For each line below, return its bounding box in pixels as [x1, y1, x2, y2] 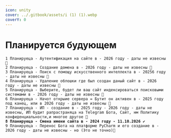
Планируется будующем [5, 39, 117, 51]
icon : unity [5, 7, 31, 13]
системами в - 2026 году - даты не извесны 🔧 [5, 92, 104, 97]
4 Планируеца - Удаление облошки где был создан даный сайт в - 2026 [5, 78, 157, 84]
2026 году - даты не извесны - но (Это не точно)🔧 [5, 128, 116, 133]
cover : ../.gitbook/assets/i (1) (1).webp [5, 12, 97, 17]
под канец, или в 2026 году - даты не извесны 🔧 [5, 101, 111, 106]
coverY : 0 [5, 17, 27, 22]
